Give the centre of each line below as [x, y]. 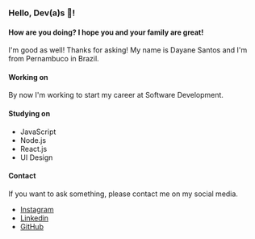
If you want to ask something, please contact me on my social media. [123, 194]
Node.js [33, 140]
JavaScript [38, 132]
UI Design [36, 157]
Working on [28, 77]
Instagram [37, 209]
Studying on [29, 113]
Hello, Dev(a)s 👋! [42, 13]
